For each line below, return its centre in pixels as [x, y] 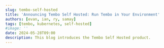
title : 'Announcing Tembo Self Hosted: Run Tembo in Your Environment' [83, 14]
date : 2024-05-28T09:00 [30, 33]
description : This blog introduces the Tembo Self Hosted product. [78, 38]
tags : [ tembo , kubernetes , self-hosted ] [49, 24]
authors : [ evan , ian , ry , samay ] [41, 19]
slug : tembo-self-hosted [31, 10]
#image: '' [17, 28]
